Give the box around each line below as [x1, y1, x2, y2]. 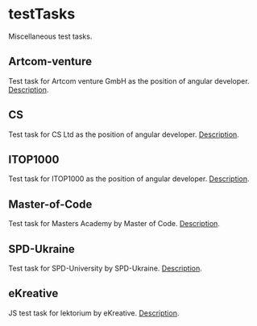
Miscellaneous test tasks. [8, 31, 93, 41]
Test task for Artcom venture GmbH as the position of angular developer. [8, 76, 250, 85]
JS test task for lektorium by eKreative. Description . [8, 307, 180, 318]
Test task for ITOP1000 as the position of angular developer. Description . [8, 174, 250, 184]
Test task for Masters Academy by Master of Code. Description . [8, 219, 220, 229]
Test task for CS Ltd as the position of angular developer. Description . [8, 130, 239, 139]
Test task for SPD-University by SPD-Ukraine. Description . [8, 263, 203, 273]
